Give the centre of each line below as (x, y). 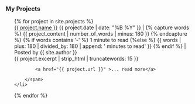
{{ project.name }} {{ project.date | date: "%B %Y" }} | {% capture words (102, 27)
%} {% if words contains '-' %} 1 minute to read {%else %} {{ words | (97, 40)
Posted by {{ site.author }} (45, 53)
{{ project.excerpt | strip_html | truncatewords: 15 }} (76, 59)
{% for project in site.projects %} (54, 22)
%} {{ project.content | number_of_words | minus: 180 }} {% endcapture (101, 34)
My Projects (23, 9)
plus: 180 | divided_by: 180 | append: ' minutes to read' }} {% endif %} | (100, 46)
